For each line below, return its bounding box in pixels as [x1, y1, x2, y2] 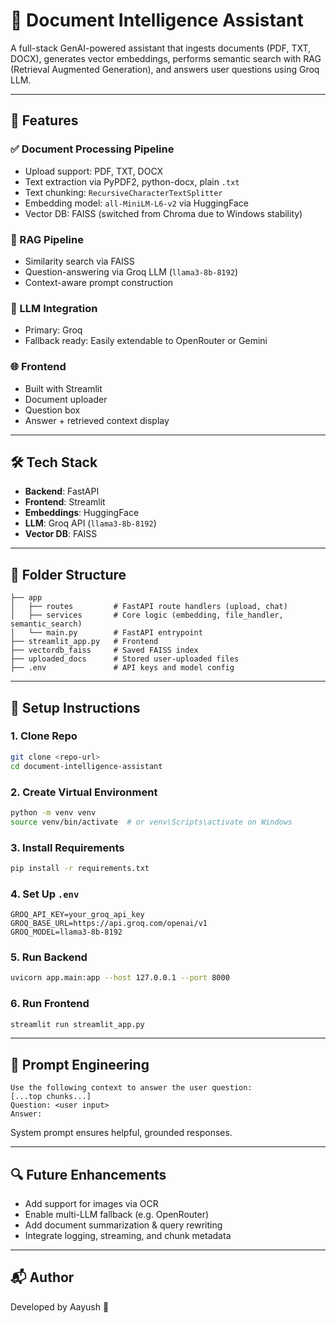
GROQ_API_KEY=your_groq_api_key [10, 910, 145, 920]
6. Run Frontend [10, 997, 90, 1011]
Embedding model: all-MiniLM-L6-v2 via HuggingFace [24, 197, 249, 209]
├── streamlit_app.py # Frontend [10, 637, 159, 647]
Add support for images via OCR [24, 1198, 159, 1210]
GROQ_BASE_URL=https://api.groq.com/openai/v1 [10, 919, 208, 929]
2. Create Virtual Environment [10, 785, 158, 799]
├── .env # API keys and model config [10, 663, 235, 673]
